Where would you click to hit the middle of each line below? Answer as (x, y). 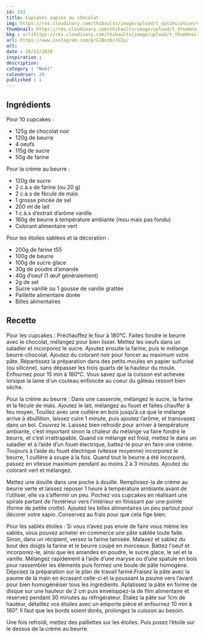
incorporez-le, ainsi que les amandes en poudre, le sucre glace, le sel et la (99, 552)
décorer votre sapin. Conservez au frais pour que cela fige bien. (87, 514)
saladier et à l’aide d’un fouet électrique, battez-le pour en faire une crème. (100, 444)
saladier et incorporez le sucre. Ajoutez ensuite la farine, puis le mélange (97, 348)
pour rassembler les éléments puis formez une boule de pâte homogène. (97, 565)
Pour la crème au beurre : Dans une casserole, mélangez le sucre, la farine (100, 399)
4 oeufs (25, 144)
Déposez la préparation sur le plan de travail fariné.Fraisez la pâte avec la (98, 571)
